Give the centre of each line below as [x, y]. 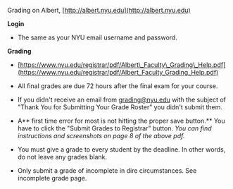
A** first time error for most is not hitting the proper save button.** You [121, 121]
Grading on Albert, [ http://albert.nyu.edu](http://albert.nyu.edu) [99, 10]
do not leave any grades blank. [62, 157]
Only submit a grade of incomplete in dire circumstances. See [107, 171]
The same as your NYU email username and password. [97, 37]
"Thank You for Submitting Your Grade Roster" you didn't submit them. [120, 107]
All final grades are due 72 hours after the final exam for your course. [118, 86]
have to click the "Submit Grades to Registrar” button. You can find [114, 128]
